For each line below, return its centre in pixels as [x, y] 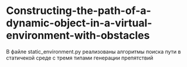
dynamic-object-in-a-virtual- [79, 23]
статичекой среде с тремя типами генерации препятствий [80, 58]
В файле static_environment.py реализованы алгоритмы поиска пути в [93, 51]
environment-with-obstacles [78, 36]
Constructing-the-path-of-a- [79, 11]
